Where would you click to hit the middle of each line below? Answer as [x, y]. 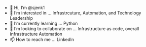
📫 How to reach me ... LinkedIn [42, 39]
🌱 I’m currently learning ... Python [44, 23]
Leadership [21, 18]
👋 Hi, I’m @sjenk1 [27, 8]
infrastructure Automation [36, 34]
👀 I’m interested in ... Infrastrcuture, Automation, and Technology [75, 13]
